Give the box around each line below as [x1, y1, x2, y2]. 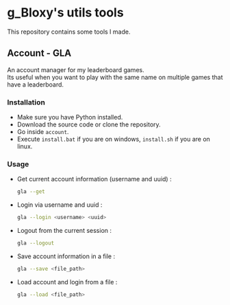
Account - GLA [7, 47, 72, 59]
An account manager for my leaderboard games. [7, 65, 145, 74]
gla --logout [16, 240, 55, 247]
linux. [16, 142, 33, 150]
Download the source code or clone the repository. [16, 120, 161, 128]
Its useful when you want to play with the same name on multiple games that [7, 73, 223, 81]
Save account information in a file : [16, 252, 115, 260]
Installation [7, 98, 46, 107]
